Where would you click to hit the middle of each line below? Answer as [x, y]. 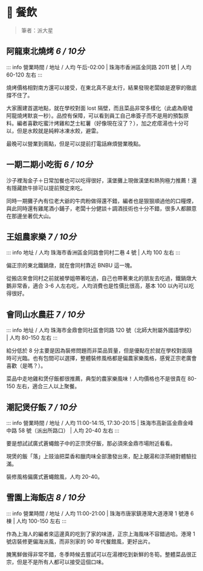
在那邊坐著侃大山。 [30, 216]
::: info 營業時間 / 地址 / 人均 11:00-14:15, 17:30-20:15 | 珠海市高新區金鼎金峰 [100, 423]
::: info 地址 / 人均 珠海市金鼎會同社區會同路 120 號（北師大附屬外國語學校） [101, 330]
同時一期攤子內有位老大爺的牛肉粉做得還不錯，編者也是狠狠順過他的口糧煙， [101, 201]
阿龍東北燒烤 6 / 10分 [45, 51]
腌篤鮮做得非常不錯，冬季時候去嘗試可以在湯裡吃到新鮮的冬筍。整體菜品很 [99, 554]
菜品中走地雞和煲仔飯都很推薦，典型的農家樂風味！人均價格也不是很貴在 [96, 379]
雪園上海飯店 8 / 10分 [45, 498]
